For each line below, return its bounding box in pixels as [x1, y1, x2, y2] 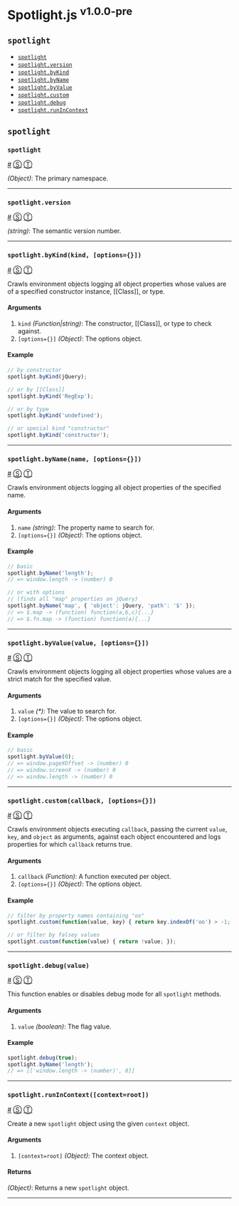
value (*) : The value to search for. [17, 707, 117, 716]
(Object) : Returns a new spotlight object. [7, 1184, 129, 1192]
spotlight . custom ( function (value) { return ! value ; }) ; [7, 938, 176, 945]
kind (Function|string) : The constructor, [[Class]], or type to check [17, 319, 212, 328]
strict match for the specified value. [7, 675, 112, 684]
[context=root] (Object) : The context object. [17, 1151, 149, 1160]
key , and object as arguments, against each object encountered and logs [7, 833, 221, 841]
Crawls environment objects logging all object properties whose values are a [7, 667, 232, 676]
